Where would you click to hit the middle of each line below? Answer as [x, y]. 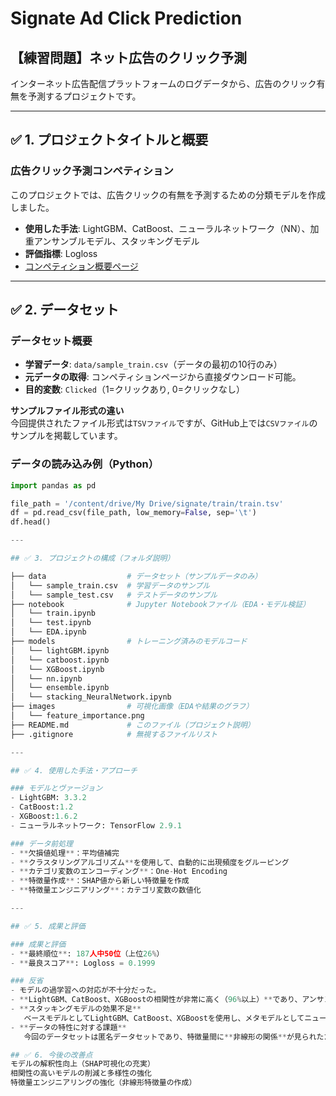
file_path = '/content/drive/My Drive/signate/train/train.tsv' [147, 503]
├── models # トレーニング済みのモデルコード [129, 642]
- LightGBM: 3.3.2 [48, 798]
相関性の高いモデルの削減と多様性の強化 [81, 1073]
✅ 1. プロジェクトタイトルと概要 [109, 140]
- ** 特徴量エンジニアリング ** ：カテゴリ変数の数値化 [106, 890]
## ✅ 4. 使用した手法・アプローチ [74, 770]
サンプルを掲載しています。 [66, 436]
